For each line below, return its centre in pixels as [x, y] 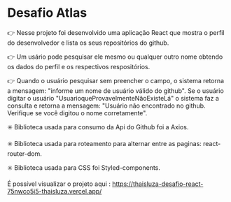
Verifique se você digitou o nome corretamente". [77, 113]
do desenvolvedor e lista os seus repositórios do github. [88, 43]
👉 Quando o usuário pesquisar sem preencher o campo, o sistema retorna [116, 80]
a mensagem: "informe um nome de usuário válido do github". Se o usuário [115, 91]
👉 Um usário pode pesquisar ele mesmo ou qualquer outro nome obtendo [115, 57]
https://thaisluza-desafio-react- [157, 184]
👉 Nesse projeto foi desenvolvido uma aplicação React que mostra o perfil [116, 32]
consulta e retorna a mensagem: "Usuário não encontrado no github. [106, 106]
